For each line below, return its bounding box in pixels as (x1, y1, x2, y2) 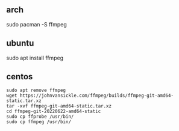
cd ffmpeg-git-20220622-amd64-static (6, 108, 101, 115)
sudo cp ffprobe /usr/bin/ (6, 114, 74, 120)
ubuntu (6, 38, 34, 49)
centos (6, 72, 33, 82)
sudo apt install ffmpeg (6, 54, 64, 61)
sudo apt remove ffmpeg (6, 87, 66, 94)
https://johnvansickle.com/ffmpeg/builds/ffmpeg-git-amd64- (19, 93, 174, 99)
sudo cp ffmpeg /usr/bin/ (6, 119, 71, 125)
